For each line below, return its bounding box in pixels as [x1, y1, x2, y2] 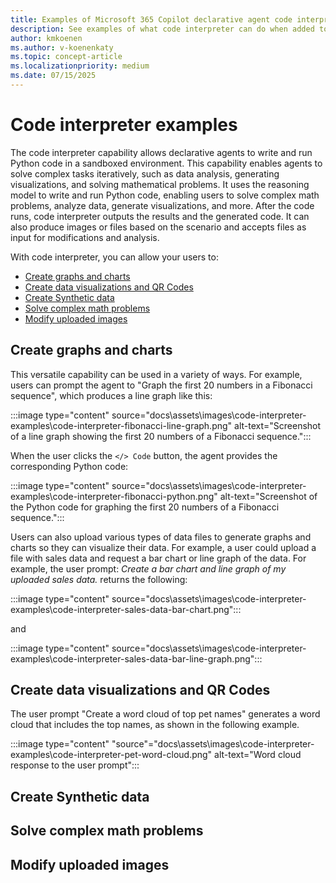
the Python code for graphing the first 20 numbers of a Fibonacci [10, 501, 280, 513]
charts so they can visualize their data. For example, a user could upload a [10, 541, 317, 553]
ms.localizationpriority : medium [10, 61, 150, 71]
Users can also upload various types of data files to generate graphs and [10, 531, 312, 543]
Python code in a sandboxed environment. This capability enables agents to [10, 157, 323, 169]
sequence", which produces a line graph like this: [10, 389, 213, 401]
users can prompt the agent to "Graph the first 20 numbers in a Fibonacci [10, 379, 313, 391]
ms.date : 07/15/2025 [10, 71, 97, 81]
